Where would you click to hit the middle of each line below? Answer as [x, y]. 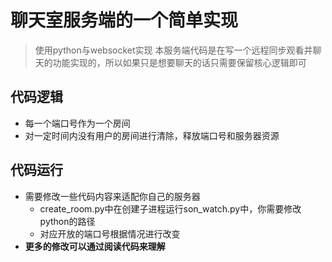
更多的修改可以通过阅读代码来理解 [95, 246]
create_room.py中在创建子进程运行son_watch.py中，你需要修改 [170, 208]
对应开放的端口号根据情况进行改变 [110, 233]
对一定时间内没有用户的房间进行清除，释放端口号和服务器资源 [152, 135]
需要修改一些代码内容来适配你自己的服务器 [112, 196]
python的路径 [67, 221]
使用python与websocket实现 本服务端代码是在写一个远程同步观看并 [173, 50]
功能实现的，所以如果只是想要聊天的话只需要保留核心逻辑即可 [179, 62]
